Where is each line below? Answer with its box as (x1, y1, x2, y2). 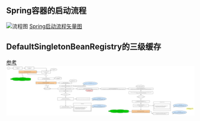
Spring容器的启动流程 (6, 5, 87, 16)
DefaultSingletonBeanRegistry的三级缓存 (6, 42, 161, 52)
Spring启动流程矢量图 (29, 23, 82, 30)
